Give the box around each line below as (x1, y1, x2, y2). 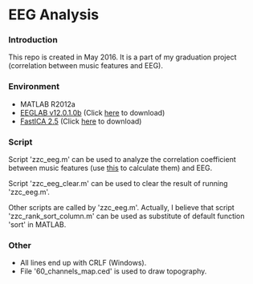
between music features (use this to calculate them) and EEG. (8, 163, 213, 173)
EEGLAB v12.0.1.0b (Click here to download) (19, 108, 165, 117)
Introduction (8, 34, 58, 46)
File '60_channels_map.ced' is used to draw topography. (19, 266, 207, 276)
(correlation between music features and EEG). (8, 61, 163, 71)
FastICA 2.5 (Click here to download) (19, 116, 142, 126)
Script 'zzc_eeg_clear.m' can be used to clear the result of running (8, 179, 228, 189)
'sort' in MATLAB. (8, 220, 67, 229)
